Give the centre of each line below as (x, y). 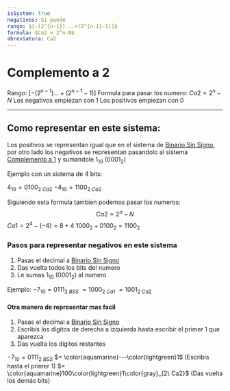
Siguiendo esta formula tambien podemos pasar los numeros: (94, 202)
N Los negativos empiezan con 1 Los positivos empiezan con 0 (95, 100)
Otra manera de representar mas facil (62, 307)
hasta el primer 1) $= (36, 366)
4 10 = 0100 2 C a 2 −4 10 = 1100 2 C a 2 (54, 188)
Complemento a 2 (59, 73)
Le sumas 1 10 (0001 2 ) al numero (62, 276)
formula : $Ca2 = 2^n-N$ (41, 33)
